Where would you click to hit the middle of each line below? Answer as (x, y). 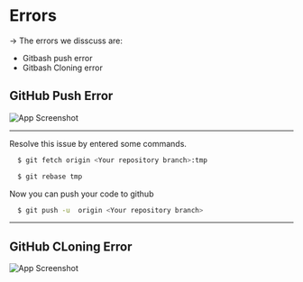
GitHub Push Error (61, 96)
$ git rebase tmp (50, 177)
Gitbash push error (57, 58)
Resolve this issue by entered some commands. (98, 143)
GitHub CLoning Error (71, 246)
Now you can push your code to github (82, 194)
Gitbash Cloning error (63, 68)
